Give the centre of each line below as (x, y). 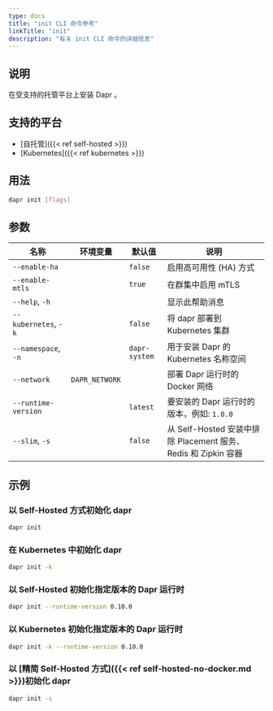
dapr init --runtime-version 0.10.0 (70, 607)
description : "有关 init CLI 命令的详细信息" (81, 39)
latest (141, 408)
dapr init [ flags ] (39, 200)
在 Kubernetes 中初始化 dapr (65, 549)
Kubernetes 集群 (198, 331)
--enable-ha (36, 267)
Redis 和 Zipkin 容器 (205, 453)
